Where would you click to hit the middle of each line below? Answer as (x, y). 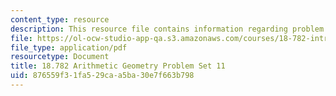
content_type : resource (60, 19)
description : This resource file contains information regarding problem (167, 29)
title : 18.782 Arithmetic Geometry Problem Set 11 (118, 66)
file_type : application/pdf (69, 47)
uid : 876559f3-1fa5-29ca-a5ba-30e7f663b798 (102, 76)
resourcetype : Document (60, 57)
